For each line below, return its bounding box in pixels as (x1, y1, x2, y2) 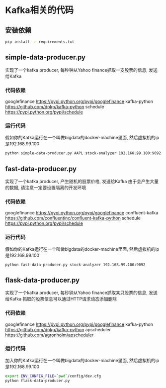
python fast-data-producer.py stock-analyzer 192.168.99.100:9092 (5, 262, 146, 267)
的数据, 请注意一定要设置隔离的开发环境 (5, 185, 86, 191)
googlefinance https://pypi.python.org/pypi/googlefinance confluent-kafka (5, 210, 159, 216)
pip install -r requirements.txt (5, 39, 75, 44)
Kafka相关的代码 (5, 4, 74, 16)
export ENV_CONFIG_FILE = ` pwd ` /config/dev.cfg (5, 374, 101, 379)
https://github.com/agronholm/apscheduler (5, 332, 94, 338)
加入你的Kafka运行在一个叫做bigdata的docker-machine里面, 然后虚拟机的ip (5, 357, 160, 363)
